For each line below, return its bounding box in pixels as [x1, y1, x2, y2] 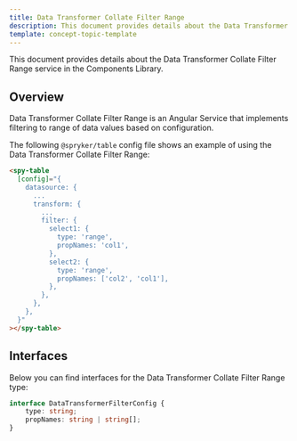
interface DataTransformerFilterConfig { [9, 398, 165, 408]
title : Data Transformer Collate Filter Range [9, 12, 185, 22]
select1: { [48, 225, 90, 233]
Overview [9, 89, 65, 104]
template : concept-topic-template [9, 29, 138, 38]
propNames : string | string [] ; [25, 415, 141, 424]
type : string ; [25, 407, 77, 416]
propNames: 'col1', [56, 241, 129, 250]
